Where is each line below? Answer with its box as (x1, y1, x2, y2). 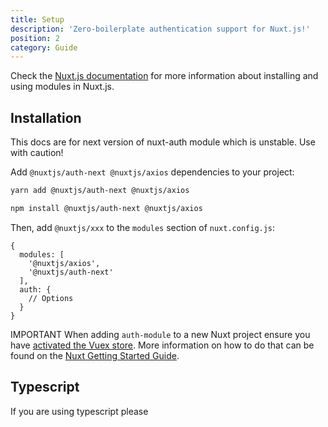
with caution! (10, 147, 64, 159)
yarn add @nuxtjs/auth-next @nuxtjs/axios (10, 186, 190, 196)
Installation (10, 109, 82, 126)
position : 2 (10, 33, 60, 43)
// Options (28, 293, 74, 303)
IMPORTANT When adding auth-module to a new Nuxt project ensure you (10, 328, 311, 340)
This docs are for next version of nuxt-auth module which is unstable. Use (10, 136, 316, 148)
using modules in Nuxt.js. (10, 81, 115, 93)
